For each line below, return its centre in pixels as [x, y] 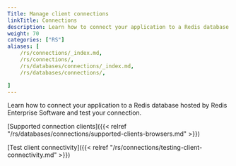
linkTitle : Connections [42, 20]
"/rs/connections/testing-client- [156, 148]
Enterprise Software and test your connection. [75, 113]
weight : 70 [23, 33]
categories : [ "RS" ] [36, 40]
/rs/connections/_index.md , [61, 53]
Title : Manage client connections [58, 14]
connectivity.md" [32, 155]
